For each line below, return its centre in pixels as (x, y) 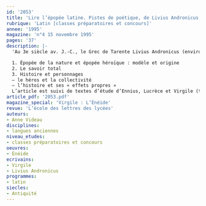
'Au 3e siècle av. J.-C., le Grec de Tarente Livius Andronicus (96, 52)
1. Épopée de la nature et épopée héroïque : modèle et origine (96, 63)
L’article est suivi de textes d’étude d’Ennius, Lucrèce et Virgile (102, 91)
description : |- (27, 46)
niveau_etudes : (26, 137)
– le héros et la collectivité (52, 80)
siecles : (17, 188)
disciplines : (23, 125)
